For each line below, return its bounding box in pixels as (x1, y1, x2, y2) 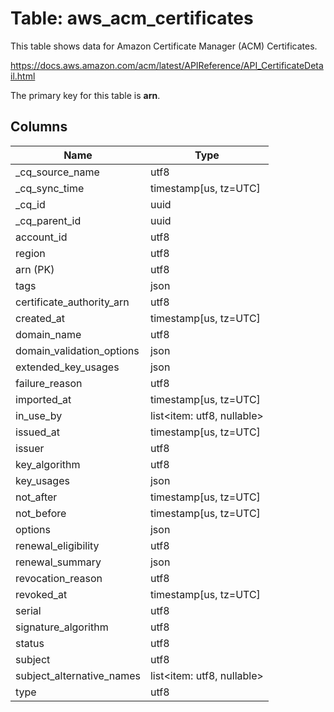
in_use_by (15, 408, 63, 422)
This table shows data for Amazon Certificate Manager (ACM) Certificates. (10, 40, 318, 52)
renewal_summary (15, 555, 102, 569)
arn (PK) (15, 262, 55, 276)
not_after (15, 490, 58, 504)
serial (15, 603, 42, 617)
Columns (10, 118, 68, 136)
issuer (15, 441, 45, 455)
